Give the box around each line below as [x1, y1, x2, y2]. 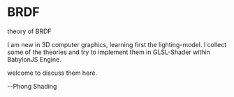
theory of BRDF [7, 27, 52, 35]
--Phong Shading [7, 82, 57, 90]
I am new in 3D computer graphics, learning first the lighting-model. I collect [7, 40, 227, 48]
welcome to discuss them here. [7, 69, 98, 77]
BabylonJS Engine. [7, 55, 61, 63]
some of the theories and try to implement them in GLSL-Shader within [7, 48, 211, 56]
